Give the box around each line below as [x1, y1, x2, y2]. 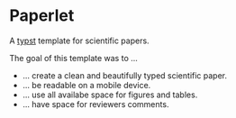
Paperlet [9, 5, 75, 26]
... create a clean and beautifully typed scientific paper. [22, 69, 228, 81]
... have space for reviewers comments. [22, 98, 169, 109]
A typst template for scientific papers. [9, 35, 150, 46]
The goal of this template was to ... [9, 52, 138, 63]
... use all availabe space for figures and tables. [22, 89, 198, 100]
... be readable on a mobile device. [22, 79, 151, 90]
